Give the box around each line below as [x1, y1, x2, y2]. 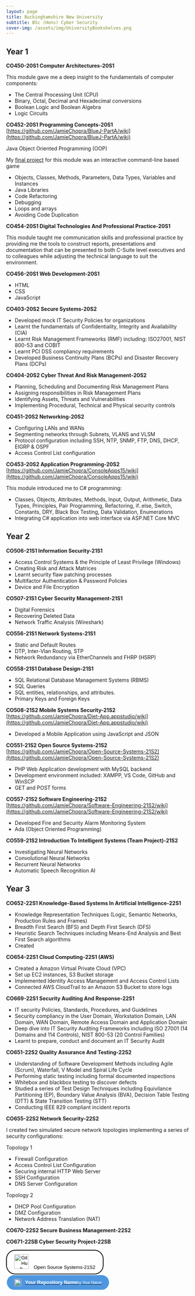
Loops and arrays [14, 205, 57, 212]
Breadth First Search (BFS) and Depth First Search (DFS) [14, 923, 151, 930]
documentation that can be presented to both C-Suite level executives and [6, 247, 185, 254]
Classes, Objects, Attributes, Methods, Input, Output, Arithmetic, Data [14, 496, 182, 503]
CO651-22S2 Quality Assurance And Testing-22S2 [6, 1049, 132, 1056]
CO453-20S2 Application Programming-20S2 [6, 461, 120, 468]
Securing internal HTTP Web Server [14, 1168, 101, 1175]
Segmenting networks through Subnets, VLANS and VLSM [14, 431, 156, 438]
